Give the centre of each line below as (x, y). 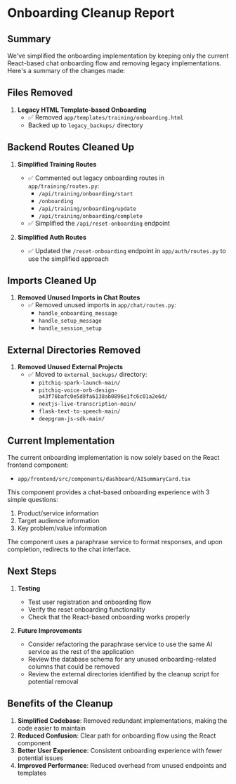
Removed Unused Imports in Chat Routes (79, 297)
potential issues (40, 758)
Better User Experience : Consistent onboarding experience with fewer (120, 750)
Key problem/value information (62, 528)
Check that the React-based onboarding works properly (109, 617)
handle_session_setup (70, 328)
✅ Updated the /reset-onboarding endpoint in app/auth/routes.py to (127, 250)
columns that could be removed (74, 667)
